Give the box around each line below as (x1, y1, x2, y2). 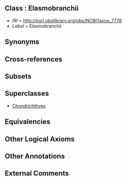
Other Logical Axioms (5, 134, 75, 143)
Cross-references (5, 55, 63, 63)
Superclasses (5, 89, 49, 98)
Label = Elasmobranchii (12, 23, 62, 29)
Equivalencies (5, 118, 50, 126)
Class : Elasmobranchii (5, 4, 79, 13)
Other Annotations (5, 152, 65, 160)
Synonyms (5, 38, 40, 46)
